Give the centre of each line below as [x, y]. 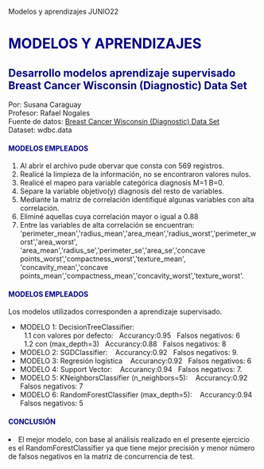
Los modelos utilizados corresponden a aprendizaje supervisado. [115, 312]
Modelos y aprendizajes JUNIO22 [64, 12]
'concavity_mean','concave [64, 268]
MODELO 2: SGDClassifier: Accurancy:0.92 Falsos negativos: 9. [129, 353]
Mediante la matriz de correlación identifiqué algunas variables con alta [137, 200]
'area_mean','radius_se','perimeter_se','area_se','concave [112, 251]
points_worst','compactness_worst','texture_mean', [103, 259]
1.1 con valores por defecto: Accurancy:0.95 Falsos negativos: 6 [132, 336]
